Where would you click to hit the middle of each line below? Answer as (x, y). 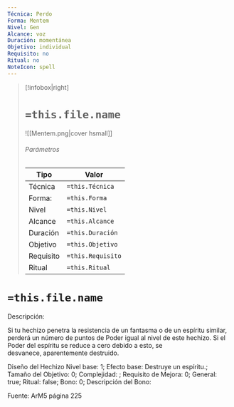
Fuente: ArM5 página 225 (45, 396)
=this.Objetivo (92, 244)
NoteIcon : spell (31, 67)
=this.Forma (87, 198)
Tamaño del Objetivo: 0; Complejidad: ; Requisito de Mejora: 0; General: (112, 374)
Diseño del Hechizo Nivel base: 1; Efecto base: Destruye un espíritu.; (108, 366)
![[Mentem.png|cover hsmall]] (68, 133)
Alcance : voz (27, 34)
